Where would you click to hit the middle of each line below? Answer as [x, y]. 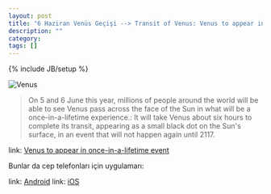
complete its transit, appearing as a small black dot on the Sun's [135, 126]
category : [25, 38]
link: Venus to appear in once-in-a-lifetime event [89, 150]
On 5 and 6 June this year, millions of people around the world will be [143, 100]
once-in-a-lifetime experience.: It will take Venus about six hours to [140, 117]
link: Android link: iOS [44, 182]
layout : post [30, 16]
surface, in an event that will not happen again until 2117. [121, 135]
